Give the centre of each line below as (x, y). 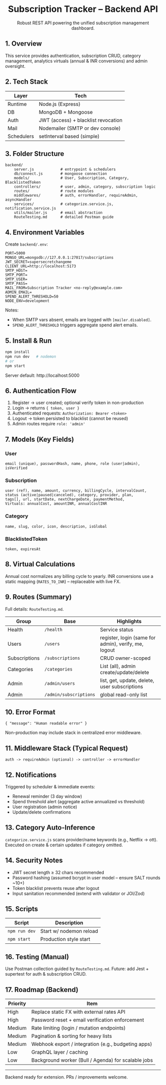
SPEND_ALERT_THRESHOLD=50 (32, 297)
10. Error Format (30, 712)
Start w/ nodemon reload (69, 931)
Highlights (129, 621)
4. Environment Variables (45, 232)
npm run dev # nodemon (31, 357)
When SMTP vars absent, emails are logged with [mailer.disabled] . (82, 320)
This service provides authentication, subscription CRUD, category (73, 55)
